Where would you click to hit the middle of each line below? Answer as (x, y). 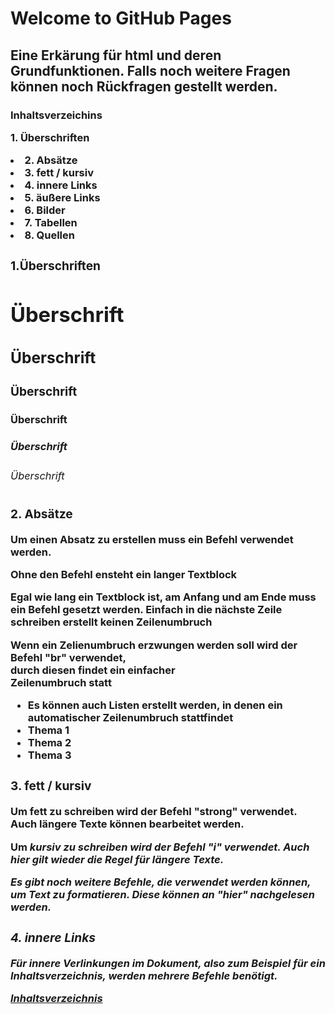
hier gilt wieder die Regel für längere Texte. (117, 859)
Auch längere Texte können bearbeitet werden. (127, 824)
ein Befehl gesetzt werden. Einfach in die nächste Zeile (146, 610)
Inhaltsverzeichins (56, 115)
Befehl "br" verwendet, (68, 657)
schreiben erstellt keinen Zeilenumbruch (111, 622)
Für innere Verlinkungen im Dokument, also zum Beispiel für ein (168, 963)
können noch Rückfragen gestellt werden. (144, 86)
